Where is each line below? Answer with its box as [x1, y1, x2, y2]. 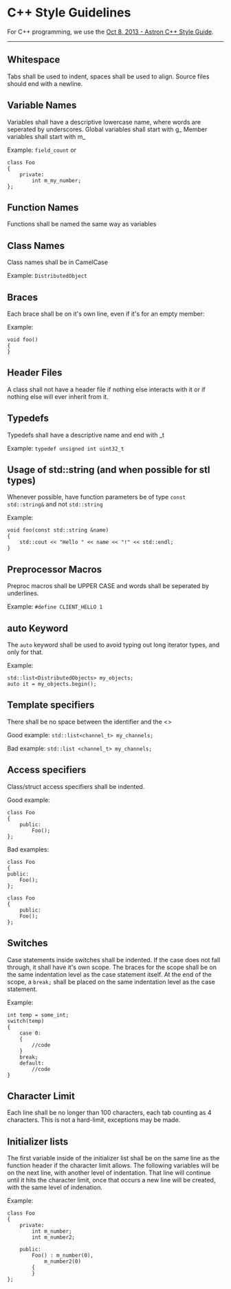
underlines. [7, 589, 39, 598]
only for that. [7, 648, 43, 656]
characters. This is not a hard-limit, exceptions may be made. [7, 1116, 181, 1124]
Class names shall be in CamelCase [7, 258, 109, 266]
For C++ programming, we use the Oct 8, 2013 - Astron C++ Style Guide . [7, 28, 214, 36]
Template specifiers [7, 700, 95, 711]
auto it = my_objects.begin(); [7, 681, 97, 688]
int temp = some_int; [7, 1011, 69, 1019]
